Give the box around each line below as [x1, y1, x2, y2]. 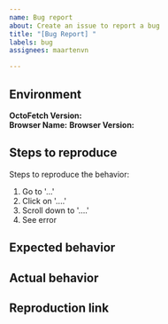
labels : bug [9, 37, 53, 47]
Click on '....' [21, 195, 67, 206]
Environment [9, 86, 82, 102]
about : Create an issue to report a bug [9, 21, 161, 30]
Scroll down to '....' [21, 205, 90, 216]
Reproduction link [9, 300, 109, 315]
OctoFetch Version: [9, 110, 82, 121]
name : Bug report [9, 12, 73, 22]
